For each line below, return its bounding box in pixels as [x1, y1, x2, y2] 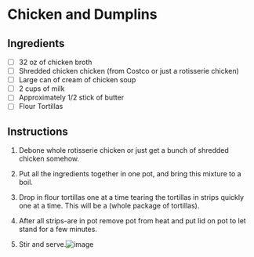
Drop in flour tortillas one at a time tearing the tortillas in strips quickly [18, 193, 245, 202]
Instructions [7, 125, 68, 138]
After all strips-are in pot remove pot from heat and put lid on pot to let [18, 216, 246, 226]
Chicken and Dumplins [7, 5, 158, 24]
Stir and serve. [18, 240, 67, 249]
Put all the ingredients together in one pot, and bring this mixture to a [18, 169, 241, 179]
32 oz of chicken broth [18, 57, 93, 67]
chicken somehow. [18, 154, 80, 164]
